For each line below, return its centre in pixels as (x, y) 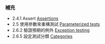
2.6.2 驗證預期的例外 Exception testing (51, 30)
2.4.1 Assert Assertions (35, 18)
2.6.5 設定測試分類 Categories (42, 36)
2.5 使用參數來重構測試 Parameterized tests (56, 24)
